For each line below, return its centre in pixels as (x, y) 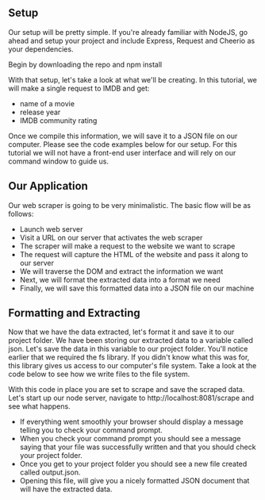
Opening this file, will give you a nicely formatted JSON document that (134, 481)
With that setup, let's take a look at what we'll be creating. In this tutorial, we (133, 79)
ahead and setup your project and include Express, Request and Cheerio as (132, 40)
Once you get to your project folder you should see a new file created (133, 464)
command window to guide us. (59, 161)
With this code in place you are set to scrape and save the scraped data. (127, 390)
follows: (21, 213)
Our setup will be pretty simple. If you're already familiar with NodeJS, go (128, 32)
